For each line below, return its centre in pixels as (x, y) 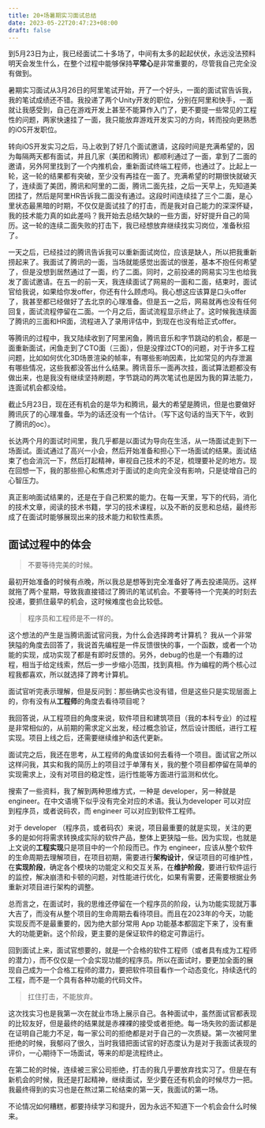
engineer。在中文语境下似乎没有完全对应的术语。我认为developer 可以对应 (130, 801)
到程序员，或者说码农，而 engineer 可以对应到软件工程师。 (104, 811)
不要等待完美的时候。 (62, 565)
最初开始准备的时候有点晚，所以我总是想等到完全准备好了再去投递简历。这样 (132, 582)
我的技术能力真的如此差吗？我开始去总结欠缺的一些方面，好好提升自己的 (125, 216)
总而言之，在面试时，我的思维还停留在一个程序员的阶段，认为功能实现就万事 (132, 904)
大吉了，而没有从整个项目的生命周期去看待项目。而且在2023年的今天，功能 (131, 914)
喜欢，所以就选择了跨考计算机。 (80, 675)
